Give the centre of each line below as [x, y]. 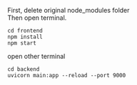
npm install [25, 37]
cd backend [24, 69]
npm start [22, 43]
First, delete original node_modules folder [68, 10]
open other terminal [36, 56]
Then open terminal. [37, 18]
